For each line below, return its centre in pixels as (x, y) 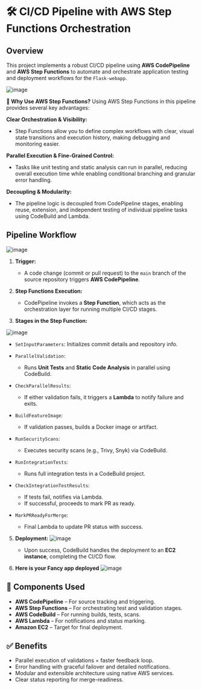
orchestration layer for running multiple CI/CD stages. (90, 309)
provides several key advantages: (48, 108)
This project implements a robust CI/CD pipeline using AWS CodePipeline (98, 65)
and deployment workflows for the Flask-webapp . (67, 78)
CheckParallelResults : (43, 385)
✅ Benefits (27, 646)
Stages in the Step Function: (51, 320)
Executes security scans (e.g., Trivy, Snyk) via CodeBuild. (96, 450)
